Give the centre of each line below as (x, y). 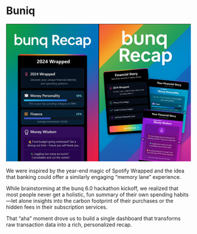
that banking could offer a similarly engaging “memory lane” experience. (94, 177)
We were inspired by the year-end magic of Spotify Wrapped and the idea (95, 171)
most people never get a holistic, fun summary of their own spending (89, 195)
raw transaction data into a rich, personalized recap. (69, 225)
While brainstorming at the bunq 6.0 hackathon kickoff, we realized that (92, 188)
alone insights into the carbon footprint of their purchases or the (96, 201)
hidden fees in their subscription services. (57, 207)
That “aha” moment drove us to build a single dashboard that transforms (93, 219)
